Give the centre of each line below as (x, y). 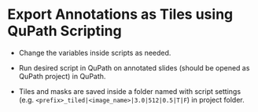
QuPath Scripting (65, 31)
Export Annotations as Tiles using (120, 14)
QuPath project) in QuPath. (62, 76)
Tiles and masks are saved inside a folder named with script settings (130, 91)
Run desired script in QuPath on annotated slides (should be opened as (134, 67)
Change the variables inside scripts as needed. (95, 52)
